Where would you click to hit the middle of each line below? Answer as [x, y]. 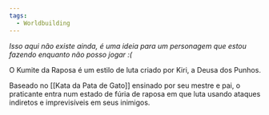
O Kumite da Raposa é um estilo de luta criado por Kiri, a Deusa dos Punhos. [135, 69]
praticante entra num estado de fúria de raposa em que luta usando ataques [135, 93]
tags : [18, 16]
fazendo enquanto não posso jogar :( [71, 54]
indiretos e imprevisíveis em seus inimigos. [80, 102]
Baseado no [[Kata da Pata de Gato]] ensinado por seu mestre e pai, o [125, 85]
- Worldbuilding [43, 23]
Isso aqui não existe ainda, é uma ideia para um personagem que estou [128, 46]
